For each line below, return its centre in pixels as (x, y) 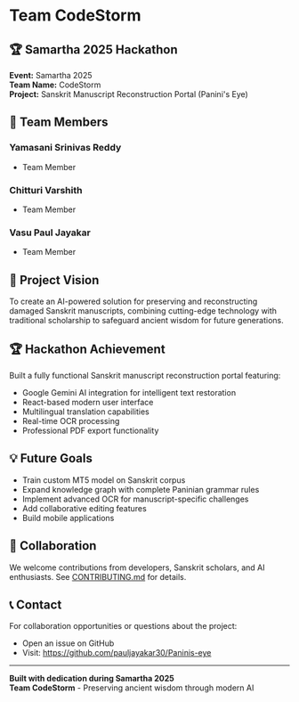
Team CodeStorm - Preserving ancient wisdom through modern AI (132, 688)
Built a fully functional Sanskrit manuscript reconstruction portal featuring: (145, 375)
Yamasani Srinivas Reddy (65, 148)
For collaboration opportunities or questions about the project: (123, 626)
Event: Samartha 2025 (51, 75)
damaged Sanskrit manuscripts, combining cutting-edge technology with (143, 311)
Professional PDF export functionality (90, 430)
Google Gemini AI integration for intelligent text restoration (129, 392)
